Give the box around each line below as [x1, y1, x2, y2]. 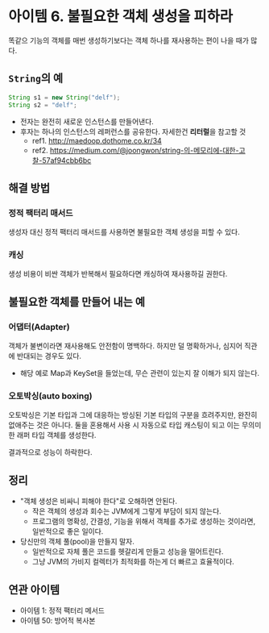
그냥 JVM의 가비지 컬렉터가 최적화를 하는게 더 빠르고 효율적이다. [31, 557, 235, 567]
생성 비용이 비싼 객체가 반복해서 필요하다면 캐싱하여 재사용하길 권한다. [8, 269, 228, 279]
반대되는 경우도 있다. [16, 352, 82, 361]
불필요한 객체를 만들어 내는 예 [8, 295, 146, 309]
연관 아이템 [8, 582, 60, 597]
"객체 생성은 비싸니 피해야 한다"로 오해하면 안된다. [19, 497, 177, 506]
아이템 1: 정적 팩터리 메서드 [19, 606, 105, 615]
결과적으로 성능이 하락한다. [8, 448, 93, 457]
